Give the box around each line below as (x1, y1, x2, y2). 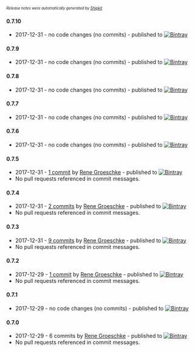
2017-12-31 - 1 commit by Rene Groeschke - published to (15, 168, 158, 176)
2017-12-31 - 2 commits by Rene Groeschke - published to (15, 203, 162, 210)
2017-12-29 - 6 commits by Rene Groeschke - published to (15, 332, 163, 340)
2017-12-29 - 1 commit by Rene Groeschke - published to (15, 270, 159, 278)
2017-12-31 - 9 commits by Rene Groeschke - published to (15, 237, 162, 244)
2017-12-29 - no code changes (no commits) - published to (15, 305, 164, 312)
